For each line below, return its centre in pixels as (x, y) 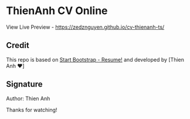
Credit (18, 45)
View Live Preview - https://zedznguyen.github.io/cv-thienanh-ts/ (85, 27)
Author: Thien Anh (28, 98)
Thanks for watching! (32, 110)
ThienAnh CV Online (57, 11)
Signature (24, 84)
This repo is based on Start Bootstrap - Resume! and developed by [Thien (95, 59)
